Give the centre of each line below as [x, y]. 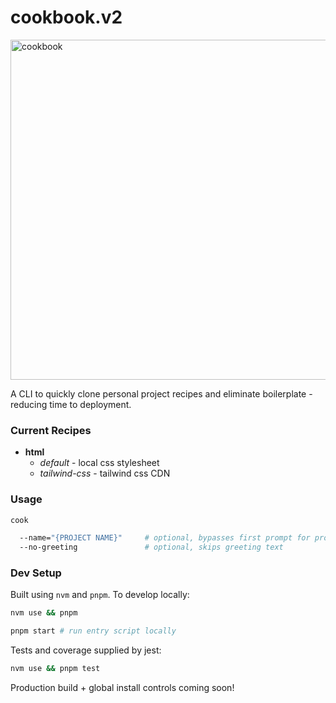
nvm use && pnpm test [55, 669]
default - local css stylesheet [99, 463]
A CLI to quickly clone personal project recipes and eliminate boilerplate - [161, 393]
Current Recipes [51, 430]
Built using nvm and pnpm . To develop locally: [100, 595]
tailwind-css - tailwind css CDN [105, 473]
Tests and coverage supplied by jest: [86, 650]
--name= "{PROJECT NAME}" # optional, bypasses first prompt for [165, 538]
